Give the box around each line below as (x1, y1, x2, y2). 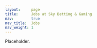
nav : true (5, 16, 40, 21)
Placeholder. (5, 38, 30, 44)
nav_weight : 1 (5, 25, 34, 30)
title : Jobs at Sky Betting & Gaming (5, 12, 92, 16)
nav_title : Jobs (5, 20, 40, 26)
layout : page (5, 7, 40, 12)
